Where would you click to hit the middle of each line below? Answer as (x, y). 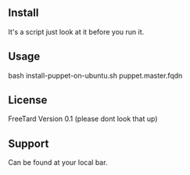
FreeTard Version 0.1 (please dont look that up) (83, 119)
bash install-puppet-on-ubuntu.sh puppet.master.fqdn (95, 75)
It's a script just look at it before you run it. (76, 31)
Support (29, 143)
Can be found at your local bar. (58, 162)
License (28, 100)
